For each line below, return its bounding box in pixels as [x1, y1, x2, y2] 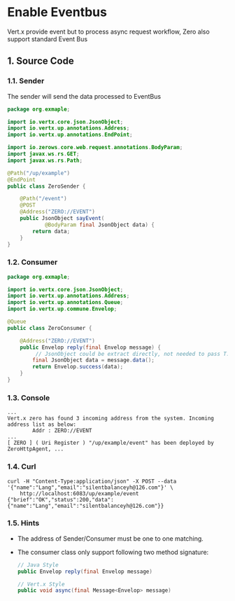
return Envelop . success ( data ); [32, 364, 124, 371]
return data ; [32, 228, 71, 235]
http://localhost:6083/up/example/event [20, 490, 139, 497]
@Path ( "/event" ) [20, 195, 68, 202]
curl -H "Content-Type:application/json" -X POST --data [7, 478, 177, 485]
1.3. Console [7, 393, 50, 403]
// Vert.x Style [17, 581, 65, 588]
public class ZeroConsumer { [7, 324, 92, 331]
